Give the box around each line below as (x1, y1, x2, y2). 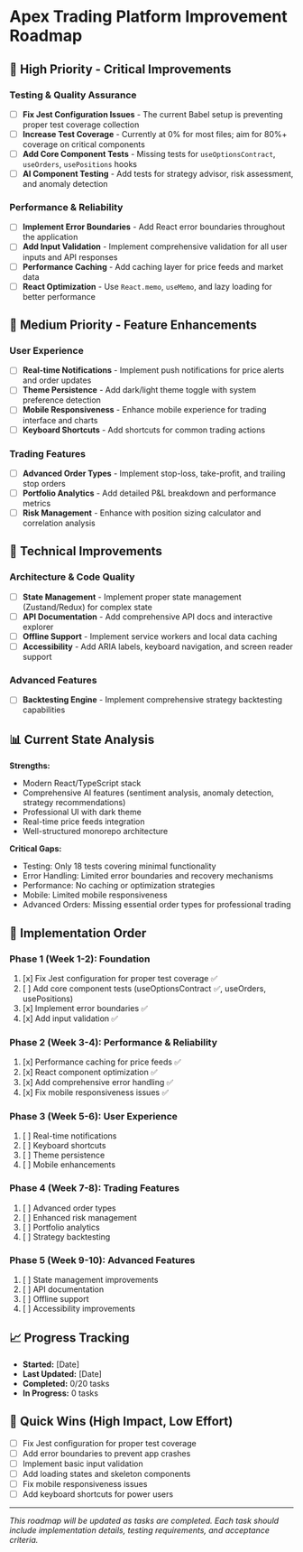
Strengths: (9, 760, 50, 771)
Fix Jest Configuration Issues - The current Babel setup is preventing (22, 108, 283, 119)
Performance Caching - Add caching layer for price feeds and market (22, 261, 284, 272)
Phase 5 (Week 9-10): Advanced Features (9, 1253, 196, 1266)
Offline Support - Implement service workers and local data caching (22, 630, 278, 642)
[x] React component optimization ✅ (22, 1067, 158, 1078)
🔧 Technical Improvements (9, 544, 162, 559)
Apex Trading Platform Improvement (9, 6, 289, 27)
